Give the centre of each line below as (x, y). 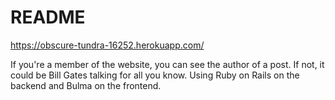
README (48, 17)
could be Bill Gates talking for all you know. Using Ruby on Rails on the (155, 75)
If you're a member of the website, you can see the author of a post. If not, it (167, 64)
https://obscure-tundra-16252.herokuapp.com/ (107, 45)
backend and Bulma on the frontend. (86, 85)
